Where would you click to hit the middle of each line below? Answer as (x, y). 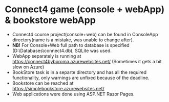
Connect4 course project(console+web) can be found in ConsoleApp (85, 34)
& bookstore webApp (50, 20)
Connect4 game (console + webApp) (85, 9)
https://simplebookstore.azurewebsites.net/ (58, 88)
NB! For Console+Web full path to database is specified (71, 45)
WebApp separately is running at (47, 56)
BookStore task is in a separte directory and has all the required (79, 72)
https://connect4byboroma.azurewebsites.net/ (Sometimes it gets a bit (87, 61)
